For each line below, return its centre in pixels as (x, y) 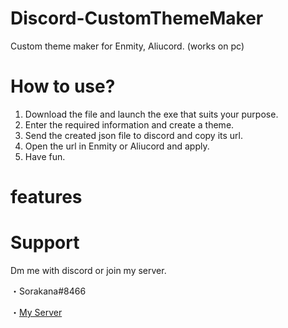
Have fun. (45, 156)
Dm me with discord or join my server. (88, 270)
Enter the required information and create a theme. (129, 124)
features (46, 197)
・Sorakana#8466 (48, 291)
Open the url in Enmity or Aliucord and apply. (117, 146)
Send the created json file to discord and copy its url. (133, 135)
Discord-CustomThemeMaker (137, 18)
